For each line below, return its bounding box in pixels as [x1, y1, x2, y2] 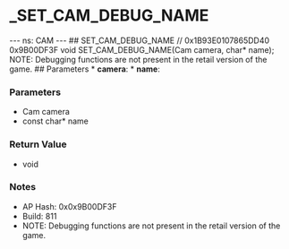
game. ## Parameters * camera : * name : [9, 64, 161, 74]
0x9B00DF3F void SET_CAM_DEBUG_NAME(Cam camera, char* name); [9, 44, 275, 55]
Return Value [9, 138, 67, 150]
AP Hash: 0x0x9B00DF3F [21, 201, 117, 211]
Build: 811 [21, 210, 57, 221]
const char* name [21, 116, 89, 126]
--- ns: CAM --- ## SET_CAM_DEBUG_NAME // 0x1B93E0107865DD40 [9, 35, 270, 46]
